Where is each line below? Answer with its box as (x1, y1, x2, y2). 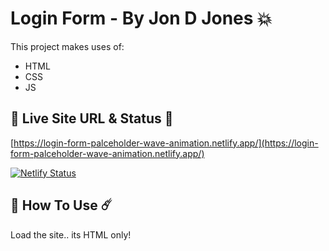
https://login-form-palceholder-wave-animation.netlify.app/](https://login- (13, 137, 319, 149)
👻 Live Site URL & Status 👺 (10, 110, 174, 127)
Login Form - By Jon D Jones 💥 (10, 7, 273, 30)
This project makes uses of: (10, 40, 125, 52)
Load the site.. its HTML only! (10, 228, 132, 241)
